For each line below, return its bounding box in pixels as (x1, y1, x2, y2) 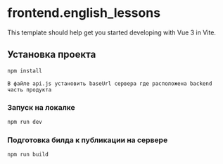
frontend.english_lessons (7, 5, 160, 21)
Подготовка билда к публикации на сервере (7, 135, 168, 145)
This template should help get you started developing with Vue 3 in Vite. (7, 28, 217, 37)
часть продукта (7, 86, 52, 93)
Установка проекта (7, 49, 96, 61)
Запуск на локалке (7, 102, 75, 112)
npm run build (7, 151, 49, 158)
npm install (7, 67, 42, 75)
